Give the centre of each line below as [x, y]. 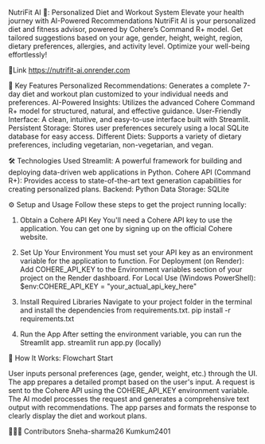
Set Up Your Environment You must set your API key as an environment [136, 252]
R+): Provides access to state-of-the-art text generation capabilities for [125, 181]
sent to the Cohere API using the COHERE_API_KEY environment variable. [129, 390]
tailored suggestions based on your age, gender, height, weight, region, [125, 37]
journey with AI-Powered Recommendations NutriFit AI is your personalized [132, 21]
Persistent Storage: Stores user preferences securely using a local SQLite [129, 128]
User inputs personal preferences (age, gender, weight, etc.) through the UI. [133, 373]
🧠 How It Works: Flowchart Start [61, 358]
